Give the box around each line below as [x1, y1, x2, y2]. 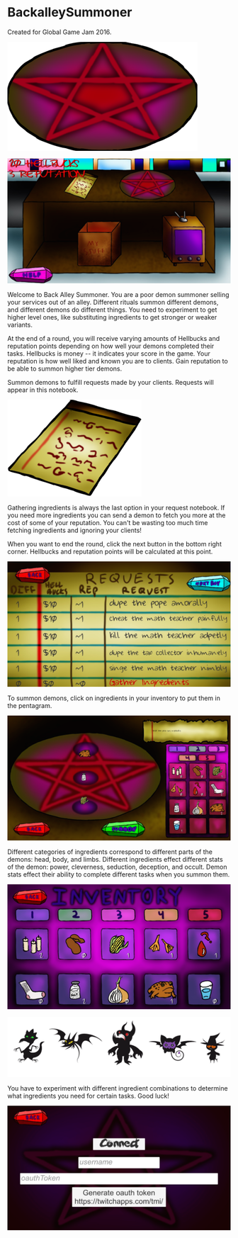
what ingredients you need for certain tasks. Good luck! [7, 1091, 170, 1100]
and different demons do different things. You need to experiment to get [7, 305, 217, 314]
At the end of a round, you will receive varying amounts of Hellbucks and [7, 334, 220, 343]
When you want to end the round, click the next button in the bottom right [7, 540, 222, 548]
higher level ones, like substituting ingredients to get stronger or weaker [7, 313, 217, 322]
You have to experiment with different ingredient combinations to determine [7, 1084, 228, 1092]
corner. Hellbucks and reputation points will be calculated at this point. [7, 547, 213, 556]
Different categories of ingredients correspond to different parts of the [7, 848, 212, 856]
